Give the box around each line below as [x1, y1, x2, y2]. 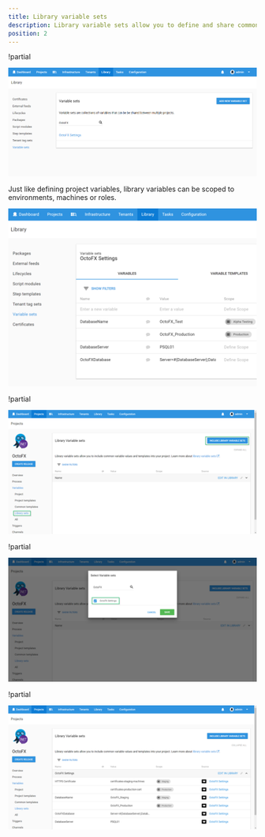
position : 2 [8, 29, 47, 37]
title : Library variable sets [8, 13, 108, 21]
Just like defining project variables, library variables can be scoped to [8, 184, 235, 194]
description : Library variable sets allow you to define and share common [8, 21, 259, 29]
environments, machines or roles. [8, 192, 117, 202]
